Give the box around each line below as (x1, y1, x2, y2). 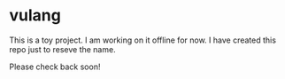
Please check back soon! (9, 61, 101, 72)
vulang (9, 5, 62, 26)
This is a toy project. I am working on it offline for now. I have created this (9, 35, 277, 45)
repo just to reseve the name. (9, 43, 117, 54)
